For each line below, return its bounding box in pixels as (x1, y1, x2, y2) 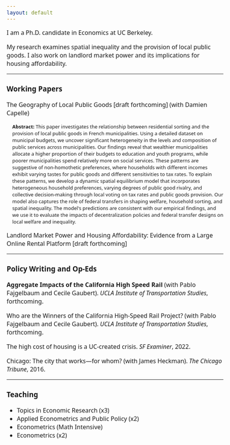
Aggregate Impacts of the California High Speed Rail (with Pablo (7, 280, 196, 289)
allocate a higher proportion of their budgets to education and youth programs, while (12, 150, 208, 158)
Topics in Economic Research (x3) (16, 406, 110, 415)
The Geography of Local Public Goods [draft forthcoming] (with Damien (7, 100, 208, 109)
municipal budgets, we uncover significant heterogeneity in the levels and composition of (12, 136, 217, 144)
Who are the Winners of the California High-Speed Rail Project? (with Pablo (7, 311, 217, 320)
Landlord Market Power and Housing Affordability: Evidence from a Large (7, 231, 213, 240)
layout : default (7, 9, 53, 16)
